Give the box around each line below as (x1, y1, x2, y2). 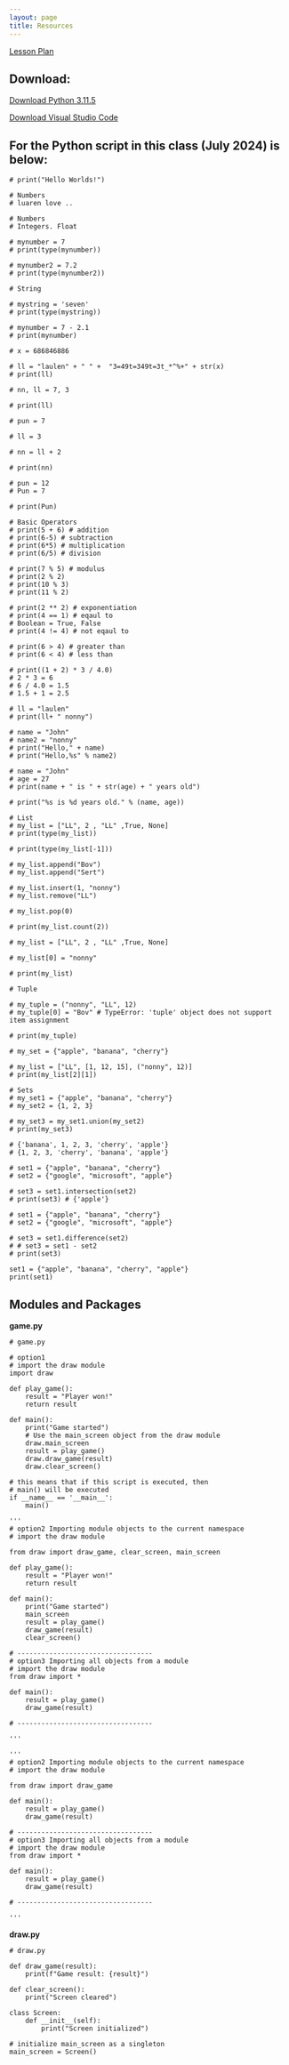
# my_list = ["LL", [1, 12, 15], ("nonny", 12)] (9, 1063, 193, 1072)
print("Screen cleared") (25, 1993, 117, 2002)
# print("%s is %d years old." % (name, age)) (9, 798, 185, 808)
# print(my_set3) (9, 1125, 74, 1134)
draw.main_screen (25, 1438, 90, 1448)
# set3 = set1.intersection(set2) (9, 1187, 138, 1196)
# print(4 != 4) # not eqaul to (9, 627, 129, 636)
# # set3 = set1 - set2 (9, 1241, 98, 1250)
